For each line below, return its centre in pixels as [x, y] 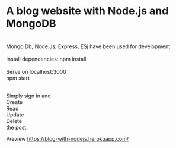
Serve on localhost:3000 [36, 71]
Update [15, 115]
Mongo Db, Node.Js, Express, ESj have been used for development [88, 46]
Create [15, 102]
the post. [17, 127]
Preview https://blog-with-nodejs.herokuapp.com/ [68, 138]
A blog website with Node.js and [87, 11]
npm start [18, 78]
